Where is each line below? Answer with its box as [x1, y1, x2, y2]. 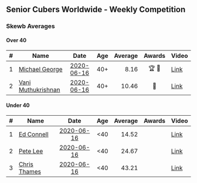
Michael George [18, 65, 63, 73]
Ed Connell [18, 130, 49, 138]
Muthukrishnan [18, 85, 60, 94]
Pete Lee [18, 147, 43, 155]
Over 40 [6, 36, 27, 43]
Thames [18, 167, 41, 175]
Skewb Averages [6, 22, 55, 30]
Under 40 [6, 102, 30, 109]
